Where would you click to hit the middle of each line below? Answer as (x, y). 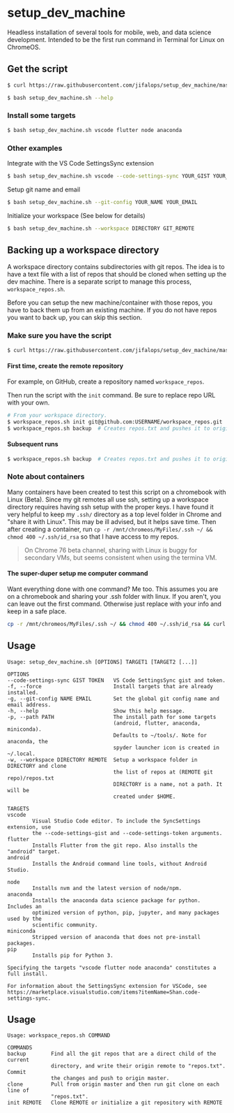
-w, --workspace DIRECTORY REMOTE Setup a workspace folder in (102, 759)
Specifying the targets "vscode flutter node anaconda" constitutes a (112, 968)
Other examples (35, 148)
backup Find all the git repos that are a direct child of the (112, 1054)
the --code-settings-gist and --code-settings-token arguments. (127, 833)
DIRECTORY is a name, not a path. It (168, 784)
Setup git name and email (44, 189)
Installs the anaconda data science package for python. (116, 900)
